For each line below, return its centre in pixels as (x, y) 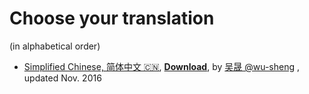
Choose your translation (112, 18)
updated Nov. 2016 (62, 78)
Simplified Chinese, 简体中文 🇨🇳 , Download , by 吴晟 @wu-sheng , (162, 66)
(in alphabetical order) (55, 46)
